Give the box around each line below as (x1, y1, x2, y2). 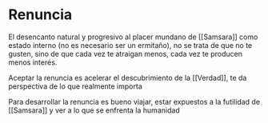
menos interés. (8, 58, 58, 67)
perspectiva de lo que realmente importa (8, 81, 142, 91)
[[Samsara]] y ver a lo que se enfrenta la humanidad (8, 105, 180, 115)
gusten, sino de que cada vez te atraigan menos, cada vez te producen (8, 49, 242, 58)
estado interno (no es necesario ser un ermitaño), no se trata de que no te (8, 40, 253, 50)
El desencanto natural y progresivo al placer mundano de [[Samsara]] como (8, 32, 258, 42)
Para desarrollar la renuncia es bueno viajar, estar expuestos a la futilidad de (8, 97, 261, 106)
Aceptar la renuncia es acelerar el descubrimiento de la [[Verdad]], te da (8, 73, 247, 82)
